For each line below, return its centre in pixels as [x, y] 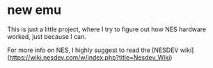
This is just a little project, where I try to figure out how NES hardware [107, 29]
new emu [34, 10]
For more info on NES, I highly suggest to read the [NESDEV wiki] [101, 50]
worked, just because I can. [47, 36]
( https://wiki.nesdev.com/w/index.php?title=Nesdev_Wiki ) [90, 57]
